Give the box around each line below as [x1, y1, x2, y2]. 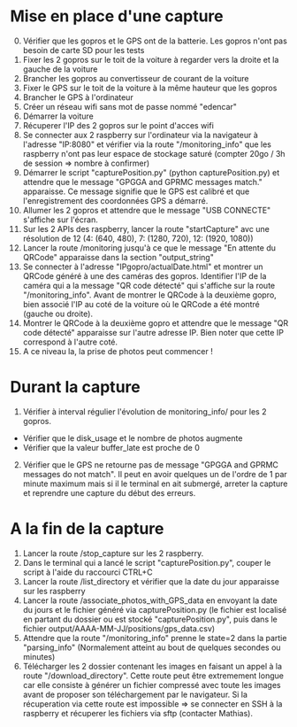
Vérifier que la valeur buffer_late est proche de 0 [22, 442, 200, 452]
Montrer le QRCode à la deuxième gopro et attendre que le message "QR [22, 317, 289, 329]
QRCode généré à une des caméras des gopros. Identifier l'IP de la [22, 270, 267, 281]
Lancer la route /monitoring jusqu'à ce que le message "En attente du [22, 242, 277, 253]
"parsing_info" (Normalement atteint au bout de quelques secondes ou [22, 642, 281, 653]
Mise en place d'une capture [10, 6, 224, 27]
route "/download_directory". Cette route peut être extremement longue [22, 670, 284, 681]
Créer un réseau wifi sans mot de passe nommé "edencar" [22, 101, 238, 112]
